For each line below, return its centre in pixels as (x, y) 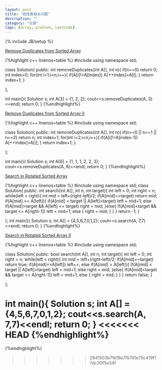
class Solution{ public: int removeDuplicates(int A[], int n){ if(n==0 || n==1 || (81, 132)
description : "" (21, 18)
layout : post (18, 9)
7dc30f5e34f (103, 363)
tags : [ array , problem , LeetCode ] (40, 28)
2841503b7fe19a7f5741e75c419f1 (123, 358)
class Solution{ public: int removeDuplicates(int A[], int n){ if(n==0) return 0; (81, 70)
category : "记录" (22, 23)
